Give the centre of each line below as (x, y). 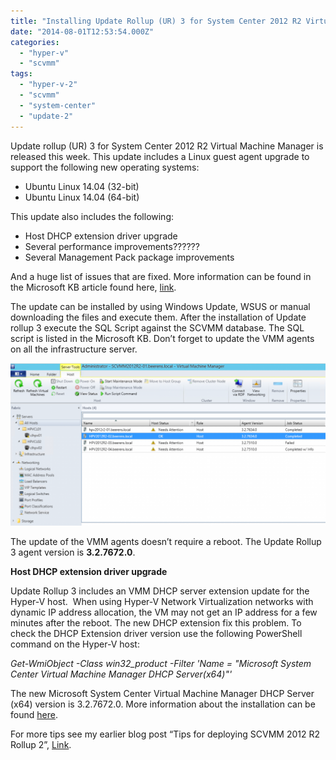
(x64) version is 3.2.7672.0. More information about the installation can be (163, 704)
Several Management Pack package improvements (129, 257)
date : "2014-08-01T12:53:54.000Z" (82, 31)
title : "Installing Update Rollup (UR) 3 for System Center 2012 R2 (156, 21)
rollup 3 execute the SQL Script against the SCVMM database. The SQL (157, 327)
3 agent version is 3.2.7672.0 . (73, 552)
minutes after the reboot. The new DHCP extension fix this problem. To (156, 623)
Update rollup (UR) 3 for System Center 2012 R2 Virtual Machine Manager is (167, 146)
